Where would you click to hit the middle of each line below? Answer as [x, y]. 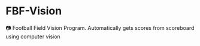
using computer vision [33, 36]
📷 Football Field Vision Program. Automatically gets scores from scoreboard [100, 27]
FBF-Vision [34, 11]
